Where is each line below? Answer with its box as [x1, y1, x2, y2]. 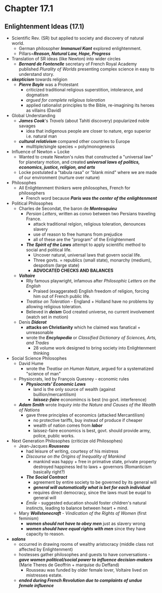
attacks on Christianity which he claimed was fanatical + [26, 324, 141, 330]
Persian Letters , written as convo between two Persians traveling [26, 211, 156, 216]
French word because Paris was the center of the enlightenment [26, 195, 157, 201]
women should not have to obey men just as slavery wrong [26, 521, 146, 526]
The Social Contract [26, 474, 68, 480]
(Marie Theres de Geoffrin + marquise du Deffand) [18, 562, 119, 568]
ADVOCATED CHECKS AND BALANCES [33, 268, 114, 273]
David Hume [18, 361, 44, 366]
